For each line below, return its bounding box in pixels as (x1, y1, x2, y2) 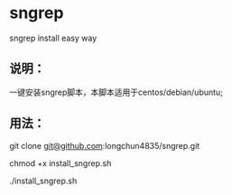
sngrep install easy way (9, 32, 97, 43)
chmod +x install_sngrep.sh (9, 157, 112, 169)
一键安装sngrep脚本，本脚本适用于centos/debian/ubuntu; (9, 87, 224, 97)
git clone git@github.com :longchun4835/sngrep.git (9, 140, 200, 151)
